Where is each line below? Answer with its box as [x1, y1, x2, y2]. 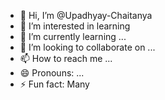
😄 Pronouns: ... [19, 67, 85, 79]
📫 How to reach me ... [19, 53, 113, 64]
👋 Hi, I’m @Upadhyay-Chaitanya [19, 10, 153, 21]
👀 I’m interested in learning [19, 20, 131, 32]
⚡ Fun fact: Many [19, 78, 90, 90]
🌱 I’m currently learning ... [19, 31, 127, 42]
